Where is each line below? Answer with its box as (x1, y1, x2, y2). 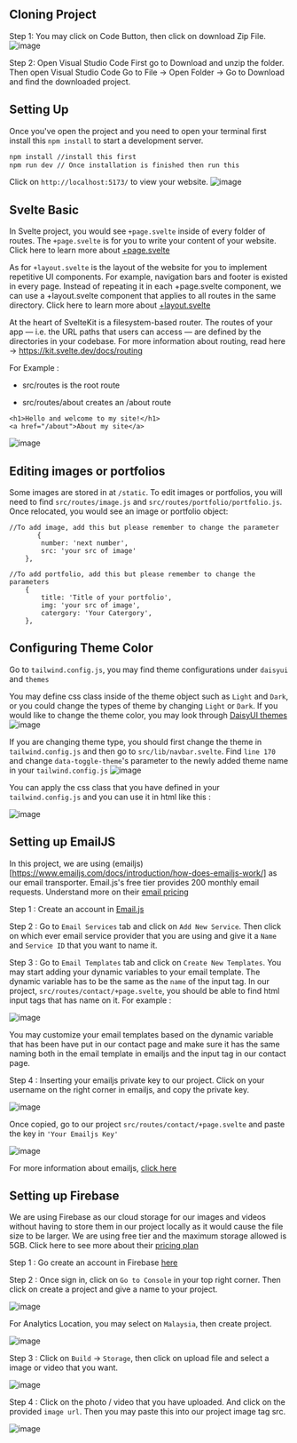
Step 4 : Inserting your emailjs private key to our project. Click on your (9, 1075, 265, 1086)
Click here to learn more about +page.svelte (9, 245, 170, 256)
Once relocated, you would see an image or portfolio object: (9, 506, 229, 517)
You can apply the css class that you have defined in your (9, 782, 220, 792)
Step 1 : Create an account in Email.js (9, 903, 145, 914)
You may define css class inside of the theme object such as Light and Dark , (9, 691, 289, 701)
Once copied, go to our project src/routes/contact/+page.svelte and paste (9, 1118, 285, 1129)
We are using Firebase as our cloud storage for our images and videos (9, 1212, 266, 1223)
